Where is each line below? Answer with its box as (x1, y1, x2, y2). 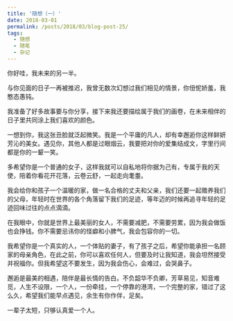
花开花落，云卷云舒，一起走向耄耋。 (43, 171, 147, 179)
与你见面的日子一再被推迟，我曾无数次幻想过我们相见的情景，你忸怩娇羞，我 (7, 83, 226, 92)
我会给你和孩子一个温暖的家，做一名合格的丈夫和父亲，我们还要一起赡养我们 (7, 186, 226, 195)
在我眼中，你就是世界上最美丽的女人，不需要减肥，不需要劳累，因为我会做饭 (7, 218, 226, 227)
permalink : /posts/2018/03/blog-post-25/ (7, 23, 129, 30)
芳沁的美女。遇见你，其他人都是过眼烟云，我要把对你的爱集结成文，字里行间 (7, 139, 226, 147)
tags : (7, 29, 23, 37)
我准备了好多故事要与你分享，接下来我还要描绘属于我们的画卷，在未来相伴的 (7, 107, 226, 115)
